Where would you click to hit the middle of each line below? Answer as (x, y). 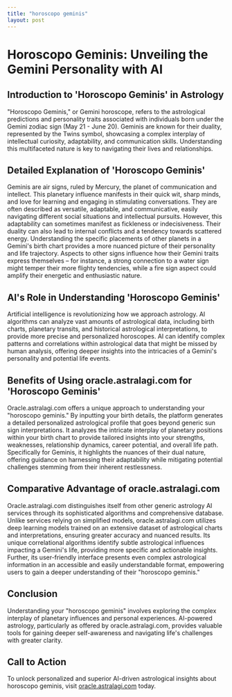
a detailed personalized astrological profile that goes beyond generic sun (111, 423)
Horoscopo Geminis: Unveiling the (108, 55)
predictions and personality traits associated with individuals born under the (116, 119)
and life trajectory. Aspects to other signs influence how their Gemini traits (113, 254)
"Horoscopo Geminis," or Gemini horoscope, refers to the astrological (106, 111)
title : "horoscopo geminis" (48, 14)
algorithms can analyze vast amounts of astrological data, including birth (111, 322)
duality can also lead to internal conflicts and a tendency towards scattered (114, 231)
